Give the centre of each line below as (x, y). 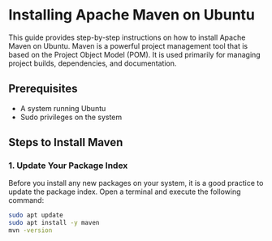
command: (26, 200)
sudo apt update (36, 215)
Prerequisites (43, 89)
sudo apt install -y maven (54, 223)
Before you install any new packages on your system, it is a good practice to (136, 183)
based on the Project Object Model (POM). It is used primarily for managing (135, 54)
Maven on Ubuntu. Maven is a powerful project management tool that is (128, 45)
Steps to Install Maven (66, 142)
